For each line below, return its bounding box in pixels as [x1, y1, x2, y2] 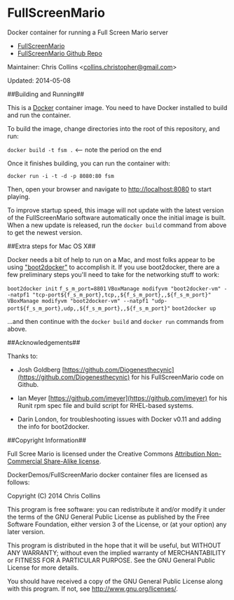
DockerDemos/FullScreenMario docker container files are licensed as [7, 470, 208, 479]
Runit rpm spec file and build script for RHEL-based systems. [17, 401, 194, 409]
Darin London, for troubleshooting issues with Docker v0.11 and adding [17, 415, 221, 423]
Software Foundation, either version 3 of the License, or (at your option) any [7, 520, 227, 529]
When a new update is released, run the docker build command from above [7, 221, 227, 229]
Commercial [7, 457, 42, 465]
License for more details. [7, 563, 79, 572]
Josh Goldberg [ [17, 365, 64, 374]
